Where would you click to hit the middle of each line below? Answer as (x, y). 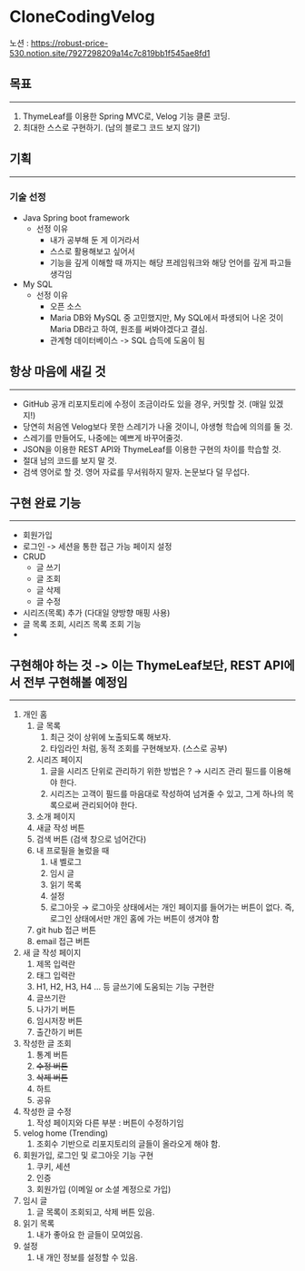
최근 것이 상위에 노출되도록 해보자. (110, 737)
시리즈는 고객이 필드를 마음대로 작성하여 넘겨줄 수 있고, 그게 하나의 (167, 794)
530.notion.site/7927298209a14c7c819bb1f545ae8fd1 (110, 53)
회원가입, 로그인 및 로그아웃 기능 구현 (88, 1156)
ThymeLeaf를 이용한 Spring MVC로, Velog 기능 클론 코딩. (126, 116)
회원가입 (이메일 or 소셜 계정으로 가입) (103, 1189)
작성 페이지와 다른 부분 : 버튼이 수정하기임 (110, 1123)
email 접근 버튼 (63, 941)
